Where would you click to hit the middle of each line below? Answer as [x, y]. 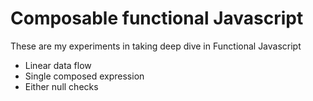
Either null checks [61, 86]
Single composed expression [84, 76]
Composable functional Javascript [157, 18]
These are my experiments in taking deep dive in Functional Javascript [156, 46]
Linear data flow [58, 65]
